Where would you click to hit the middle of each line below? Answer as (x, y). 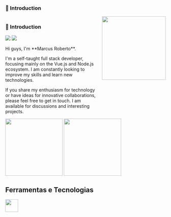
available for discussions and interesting (48, 106)
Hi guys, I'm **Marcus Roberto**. (41, 48)
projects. (15, 111)
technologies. (20, 80)
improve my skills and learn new (39, 74)
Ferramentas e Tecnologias (50, 190)
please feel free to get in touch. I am (43, 101)
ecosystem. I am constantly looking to (45, 69)
